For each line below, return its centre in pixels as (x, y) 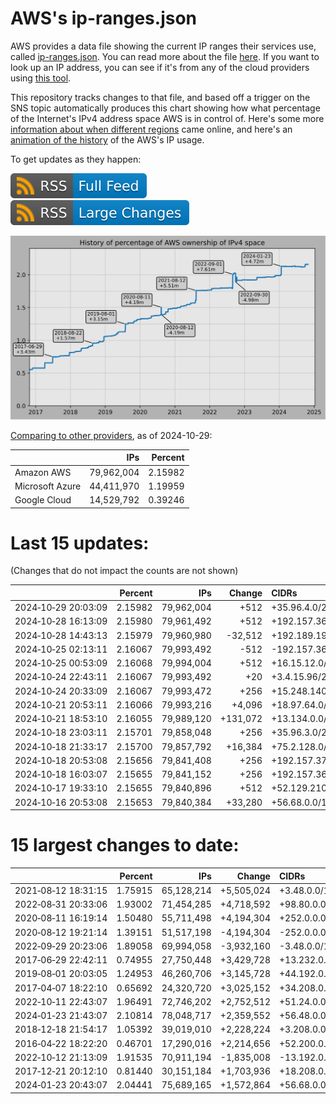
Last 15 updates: (80, 543)
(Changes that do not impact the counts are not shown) (124, 571)
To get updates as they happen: (76, 159)
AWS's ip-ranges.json (104, 18)
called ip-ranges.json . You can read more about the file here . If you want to (165, 56)
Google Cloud (43, 500)
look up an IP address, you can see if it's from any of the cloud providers (160, 67)
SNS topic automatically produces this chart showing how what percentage (165, 108)
